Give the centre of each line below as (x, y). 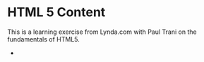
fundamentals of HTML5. (43, 39)
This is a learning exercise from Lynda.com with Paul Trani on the (102, 32)
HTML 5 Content (56, 12)
